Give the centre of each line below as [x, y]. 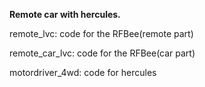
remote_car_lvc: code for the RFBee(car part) [102, 53]
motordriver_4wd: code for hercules [83, 72]
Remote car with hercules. [65, 14]
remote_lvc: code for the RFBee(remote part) [101, 33]
